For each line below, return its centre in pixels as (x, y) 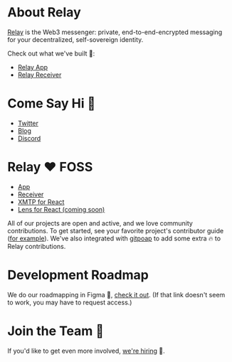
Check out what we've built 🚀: (51, 53)
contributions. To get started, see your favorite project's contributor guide (116, 230)
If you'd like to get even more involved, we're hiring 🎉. (86, 351)
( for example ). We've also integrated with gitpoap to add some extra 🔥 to (114, 238)
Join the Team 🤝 (56, 331)
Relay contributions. (37, 246)
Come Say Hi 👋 (52, 103)
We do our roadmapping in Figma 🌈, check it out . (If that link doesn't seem (116, 294)
